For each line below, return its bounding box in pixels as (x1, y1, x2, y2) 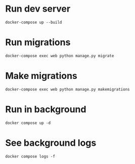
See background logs (5, 137, 97, 148)
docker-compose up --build (5, 20, 62, 25)
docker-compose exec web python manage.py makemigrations (5, 87, 130, 92)
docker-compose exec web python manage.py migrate (5, 53, 114, 58)
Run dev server (5, 3, 71, 15)
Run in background (5, 104, 86, 115)
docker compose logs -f (5, 154, 56, 159)
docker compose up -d (5, 120, 51, 126)
